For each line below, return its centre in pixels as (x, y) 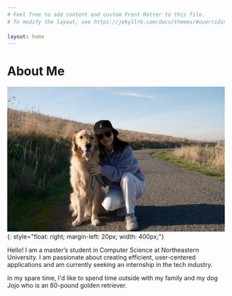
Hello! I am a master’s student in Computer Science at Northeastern (103, 250)
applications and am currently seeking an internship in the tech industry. (110, 264)
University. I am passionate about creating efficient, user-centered (101, 257)
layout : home (26, 37)
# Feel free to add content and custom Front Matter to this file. (106, 14)
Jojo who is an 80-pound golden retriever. (67, 285)
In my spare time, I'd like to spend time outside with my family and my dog (113, 278)
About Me (36, 71)
